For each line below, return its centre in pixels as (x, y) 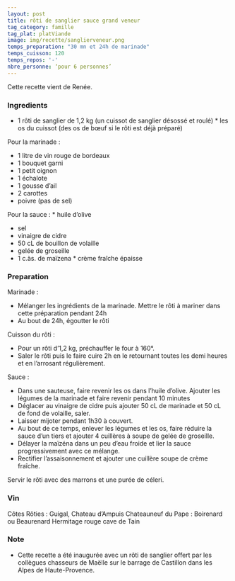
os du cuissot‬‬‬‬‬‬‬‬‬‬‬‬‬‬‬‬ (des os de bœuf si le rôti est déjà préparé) (100, 128)
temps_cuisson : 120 (36, 54)
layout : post (26, 14)
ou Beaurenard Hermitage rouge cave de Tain (74, 521)
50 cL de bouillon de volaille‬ (58, 243)
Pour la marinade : (34, 142)
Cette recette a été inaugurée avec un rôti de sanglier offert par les (115, 555)
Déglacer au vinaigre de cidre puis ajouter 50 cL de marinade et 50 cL (119, 406)
